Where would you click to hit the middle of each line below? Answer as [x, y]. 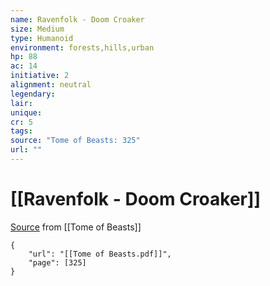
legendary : [33, 94]
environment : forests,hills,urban [82, 47]
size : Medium [37, 29]
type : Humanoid [42, 38]
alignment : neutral [51, 85]
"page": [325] [57, 262]
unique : [26, 112]
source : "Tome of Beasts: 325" [75, 141]
